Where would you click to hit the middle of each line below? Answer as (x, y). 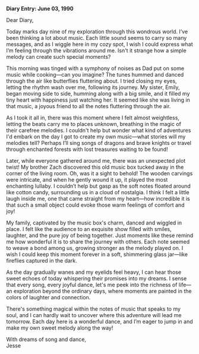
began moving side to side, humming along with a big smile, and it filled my (98, 94)
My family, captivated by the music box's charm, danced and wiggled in (94, 223)
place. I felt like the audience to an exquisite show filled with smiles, (89, 229)
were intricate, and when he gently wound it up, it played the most (87, 180)
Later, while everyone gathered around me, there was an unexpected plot (96, 161)
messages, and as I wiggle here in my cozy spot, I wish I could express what (99, 44)
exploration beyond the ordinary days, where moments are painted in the (103, 291)
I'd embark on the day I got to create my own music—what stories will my (96, 137)
